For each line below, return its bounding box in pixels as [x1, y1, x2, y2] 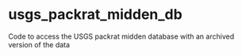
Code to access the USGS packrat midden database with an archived [8, 32, 235, 41]
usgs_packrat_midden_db [8, 6, 182, 24]
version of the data [8, 39, 70, 49]
